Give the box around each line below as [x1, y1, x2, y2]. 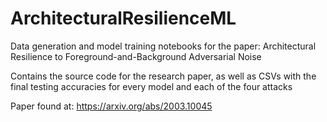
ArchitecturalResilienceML [10, 7, 237, 30]
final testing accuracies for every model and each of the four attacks [10, 80, 293, 92]
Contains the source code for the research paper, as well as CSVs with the [10, 70, 317, 82]
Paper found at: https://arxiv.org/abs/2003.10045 [10, 100, 213, 112]
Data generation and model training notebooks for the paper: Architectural [10, 40, 317, 52]
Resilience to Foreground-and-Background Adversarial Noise [10, 50, 262, 62]
